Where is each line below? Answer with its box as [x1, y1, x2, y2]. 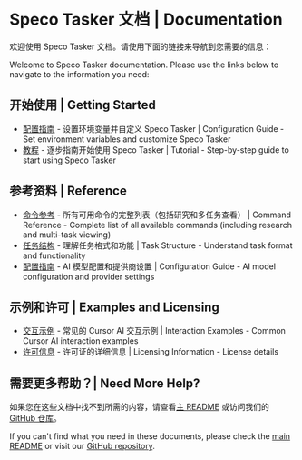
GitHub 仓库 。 [9, 413, 62, 424]
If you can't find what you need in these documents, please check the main [9, 431, 291, 442]
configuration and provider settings [22, 271, 155, 282]
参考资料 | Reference [9, 184, 127, 199]
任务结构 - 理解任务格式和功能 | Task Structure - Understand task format [22, 239, 293, 251]
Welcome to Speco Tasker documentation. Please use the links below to [9, 59, 279, 70]
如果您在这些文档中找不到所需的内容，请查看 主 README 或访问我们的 [9, 402, 270, 413]
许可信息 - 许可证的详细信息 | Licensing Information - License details [22, 346, 279, 357]
